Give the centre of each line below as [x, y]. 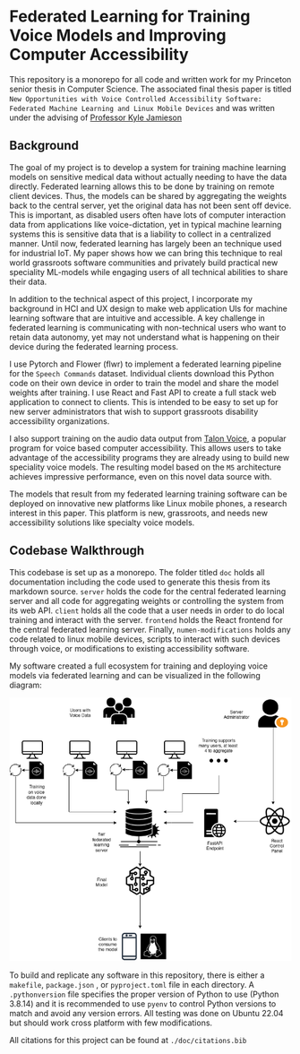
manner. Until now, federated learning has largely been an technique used [146, 243]
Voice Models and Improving [118, 35]
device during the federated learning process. [94, 346]
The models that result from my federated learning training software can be [149, 494]
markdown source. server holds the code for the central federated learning [148, 591]
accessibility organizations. [60, 421]
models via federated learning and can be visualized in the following [135, 675]
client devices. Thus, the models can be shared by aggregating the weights [148, 195]
